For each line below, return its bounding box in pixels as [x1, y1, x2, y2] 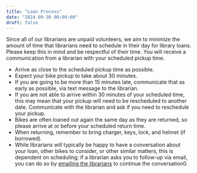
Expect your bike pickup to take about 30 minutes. [14, 72, 138, 80]
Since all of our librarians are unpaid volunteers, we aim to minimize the [6, 36, 180, 43]
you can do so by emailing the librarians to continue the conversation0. [14, 160, 188, 167]
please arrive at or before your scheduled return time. [14, 122, 146, 130]
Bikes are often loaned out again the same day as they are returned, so [14, 116, 188, 123]
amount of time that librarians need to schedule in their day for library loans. [6, 42, 192, 49]
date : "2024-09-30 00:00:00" [6, 14, 78, 20]
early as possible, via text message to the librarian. [14, 85, 139, 92]
